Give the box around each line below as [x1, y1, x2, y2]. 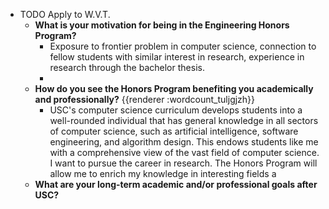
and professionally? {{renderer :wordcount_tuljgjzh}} [34, 94, 256, 105]
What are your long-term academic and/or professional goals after [34, 179, 318, 190]
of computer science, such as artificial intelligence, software [49, 125, 299, 137]
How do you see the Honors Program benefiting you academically [34, 83, 314, 94]
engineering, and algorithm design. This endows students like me [49, 136, 319, 148]
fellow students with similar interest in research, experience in [49, 51, 305, 63]
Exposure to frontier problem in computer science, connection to [49, 40, 317, 52]
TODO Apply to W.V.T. [19, 9, 111, 20]
